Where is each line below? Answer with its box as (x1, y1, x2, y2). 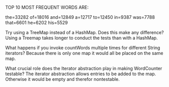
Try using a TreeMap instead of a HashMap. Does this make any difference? (5, 30, 164, 35)
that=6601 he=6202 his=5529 (5, 20, 68, 25)
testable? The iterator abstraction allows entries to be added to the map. (5, 71, 156, 77)
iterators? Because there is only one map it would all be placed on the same (5, 50, 163, 56)
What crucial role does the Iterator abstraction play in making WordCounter (5, 66, 162, 71)
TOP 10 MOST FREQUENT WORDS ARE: (5, 5, 89, 10)
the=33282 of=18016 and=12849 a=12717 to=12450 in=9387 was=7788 (5, 14, 155, 20)
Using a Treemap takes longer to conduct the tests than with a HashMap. (5, 35, 158, 41)
